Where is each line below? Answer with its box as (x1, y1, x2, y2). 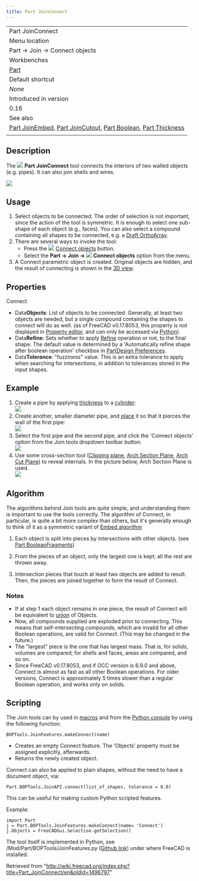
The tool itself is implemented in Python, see (6, 838, 115, 845)
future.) (14, 636, 34, 643)
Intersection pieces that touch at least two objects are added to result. (14, 570, 187, 577)
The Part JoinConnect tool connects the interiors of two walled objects (6, 162, 188, 169)
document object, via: (6, 772, 59, 779)
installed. (6, 851, 29, 858)
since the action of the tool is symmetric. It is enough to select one (14, 219, 178, 226)
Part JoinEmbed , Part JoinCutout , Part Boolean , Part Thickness (9, 123, 185, 131)
